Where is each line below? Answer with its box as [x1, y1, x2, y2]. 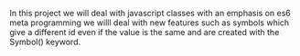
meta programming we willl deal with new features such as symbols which [9, 17, 290, 28]
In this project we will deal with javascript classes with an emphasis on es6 [9, 8, 291, 18]
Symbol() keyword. [9, 36, 80, 47]
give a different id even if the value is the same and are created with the [9, 27, 280, 37]
